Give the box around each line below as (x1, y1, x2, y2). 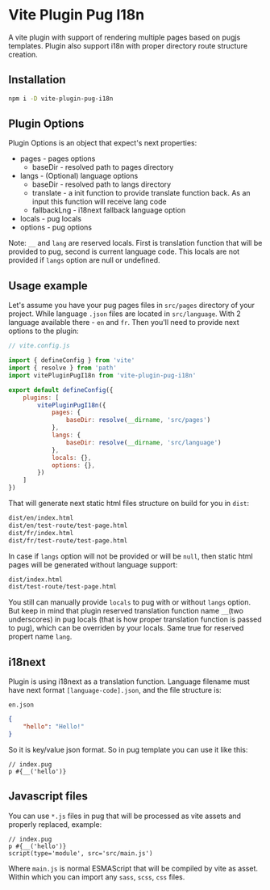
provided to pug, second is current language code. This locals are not (8, 247, 240, 256)
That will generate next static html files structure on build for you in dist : (8, 499, 250, 508)
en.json (8, 701, 35, 709)
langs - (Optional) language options (19, 171, 139, 181)
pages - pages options (19, 154, 96, 163)
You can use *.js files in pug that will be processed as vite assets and (8, 811, 242, 820)
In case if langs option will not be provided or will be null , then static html (8, 551, 253, 561)
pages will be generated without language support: (8, 559, 178, 569)
